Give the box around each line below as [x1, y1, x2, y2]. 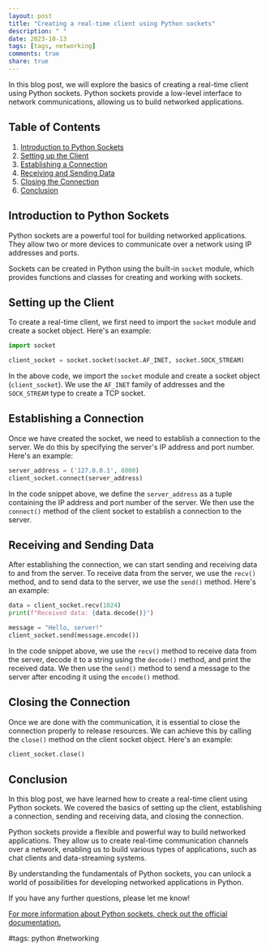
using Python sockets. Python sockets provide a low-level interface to [8, 88, 242, 98]
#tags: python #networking [8, 933, 100, 944]
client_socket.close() [8, 750, 85, 758]
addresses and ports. [8, 247, 79, 257]
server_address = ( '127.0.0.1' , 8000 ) [8, 466, 139, 474]
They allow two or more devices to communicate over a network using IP [8, 239, 252, 249]
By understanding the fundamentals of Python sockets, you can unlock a [8, 869, 251, 879]
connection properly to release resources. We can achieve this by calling [8, 726, 252, 735]
